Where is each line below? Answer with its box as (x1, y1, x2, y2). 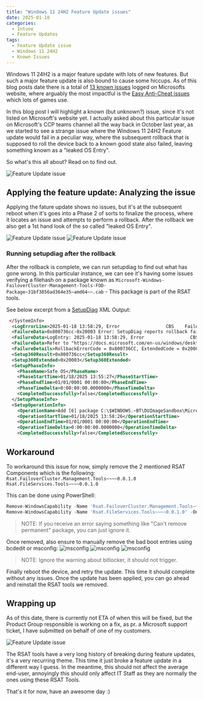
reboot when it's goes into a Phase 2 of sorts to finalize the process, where (6, 210, 193, 217)
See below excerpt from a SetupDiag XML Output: (6, 306, 131, 313)
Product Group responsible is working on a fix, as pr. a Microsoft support (6, 621, 188, 628)
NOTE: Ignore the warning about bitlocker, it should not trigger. (21, 556, 178, 563)
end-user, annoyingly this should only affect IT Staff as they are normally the (6, 670, 197, 677)
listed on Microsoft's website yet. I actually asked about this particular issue (6, 114, 195, 122)
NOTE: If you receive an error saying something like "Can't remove (21, 520, 187, 527)
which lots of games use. (6, 96, 69, 103)
